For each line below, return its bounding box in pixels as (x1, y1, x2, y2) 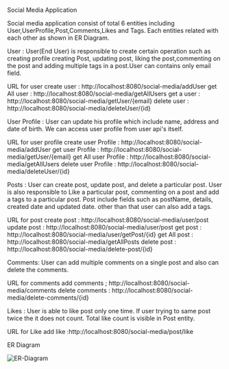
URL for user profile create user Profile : (7, 138, 120, 146)
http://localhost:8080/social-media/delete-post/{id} (7, 245, 153, 253)
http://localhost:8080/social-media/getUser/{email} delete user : (7, 97, 189, 105)
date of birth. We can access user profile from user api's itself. (7, 125, 184, 133)
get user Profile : (52, 146, 99, 153)
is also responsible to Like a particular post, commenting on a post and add (7, 188, 219, 196)
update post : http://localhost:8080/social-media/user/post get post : (7, 223, 202, 231)
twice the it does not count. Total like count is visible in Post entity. (7, 314, 195, 322)
